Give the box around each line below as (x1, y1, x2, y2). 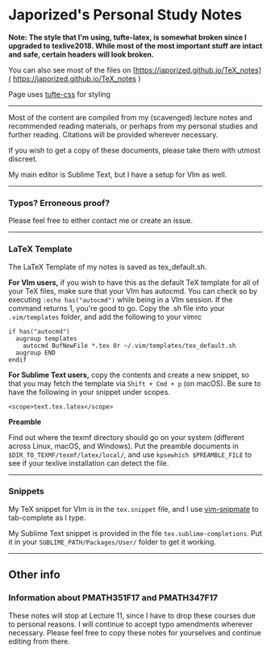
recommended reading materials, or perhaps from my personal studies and (8, 121, 258, 131)
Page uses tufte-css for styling (8, 89, 111, 99)
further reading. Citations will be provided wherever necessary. (8, 129, 219, 139)
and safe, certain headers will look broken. (8, 49, 155, 59)
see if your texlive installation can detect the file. (8, 458, 169, 467)
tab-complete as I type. (8, 513, 86, 522)
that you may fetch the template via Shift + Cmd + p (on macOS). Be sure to (8, 378, 261, 388)
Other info (8, 568, 60, 582)
